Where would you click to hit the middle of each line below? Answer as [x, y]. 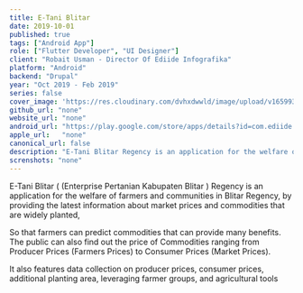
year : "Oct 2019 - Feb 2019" [64, 85]
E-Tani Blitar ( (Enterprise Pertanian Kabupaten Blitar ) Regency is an [137, 186]
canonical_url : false [50, 143]
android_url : [34, 127]
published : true [40, 34]
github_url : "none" [46, 110]
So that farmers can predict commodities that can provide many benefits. [145, 232]
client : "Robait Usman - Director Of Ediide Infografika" [120, 60]
